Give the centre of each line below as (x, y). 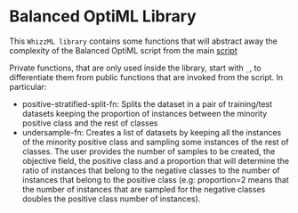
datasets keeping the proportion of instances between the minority (145, 113)
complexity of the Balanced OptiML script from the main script (123, 50)
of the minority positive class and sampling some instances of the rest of (155, 142)
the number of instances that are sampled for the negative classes (144, 189)
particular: (28, 86)
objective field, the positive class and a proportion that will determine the (156, 160)
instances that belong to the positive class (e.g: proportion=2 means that (155, 179)
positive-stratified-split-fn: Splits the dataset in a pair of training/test (147, 103)
